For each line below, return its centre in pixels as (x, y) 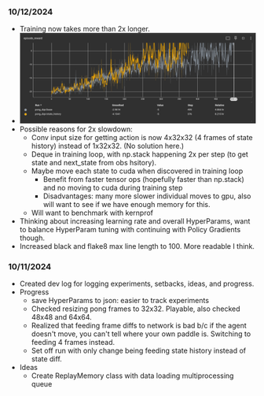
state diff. (47, 359)
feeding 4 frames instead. (73, 342)
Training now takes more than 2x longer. (85, 29)
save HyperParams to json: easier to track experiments (120, 301)
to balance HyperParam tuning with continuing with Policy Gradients (130, 230)
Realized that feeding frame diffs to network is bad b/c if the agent (139, 326)
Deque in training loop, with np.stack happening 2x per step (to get (140, 154)
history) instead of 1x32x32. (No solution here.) (108, 146)
